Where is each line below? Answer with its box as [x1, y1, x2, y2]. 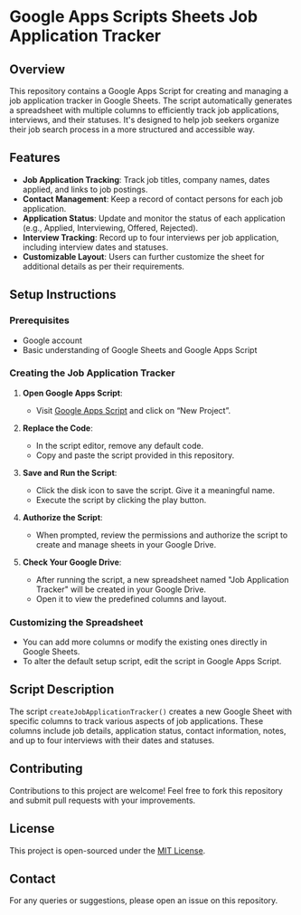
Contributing [9, 761, 83, 777]
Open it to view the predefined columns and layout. [35, 593, 227, 604]
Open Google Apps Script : [22, 387, 123, 398]
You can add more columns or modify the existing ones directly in [22, 636, 268, 648]
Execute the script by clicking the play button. [35, 494, 207, 505]
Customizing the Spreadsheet [9, 615, 144, 628]
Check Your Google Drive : [22, 557, 122, 567]
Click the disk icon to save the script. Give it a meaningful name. [35, 484, 276, 495]
